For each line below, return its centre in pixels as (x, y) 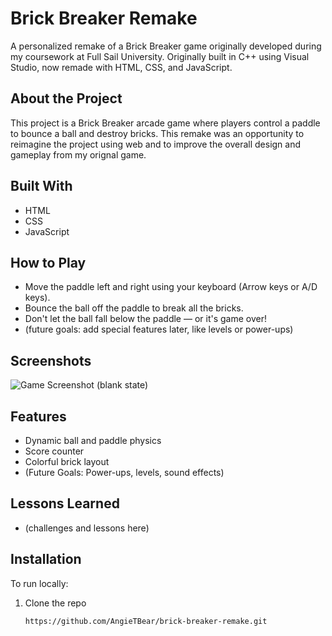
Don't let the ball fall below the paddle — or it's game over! (145, 319)
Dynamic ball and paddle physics (93, 440)
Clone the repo (55, 603)
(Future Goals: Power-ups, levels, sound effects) (124, 472)
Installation (46, 559)
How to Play (48, 262)
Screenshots (51, 360)
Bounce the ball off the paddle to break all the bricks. (134, 308)
